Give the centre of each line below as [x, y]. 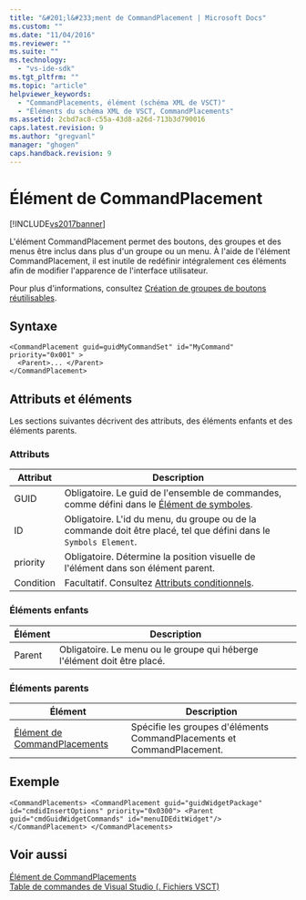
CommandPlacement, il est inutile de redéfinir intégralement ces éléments [148, 261]
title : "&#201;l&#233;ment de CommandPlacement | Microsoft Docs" [138, 18]
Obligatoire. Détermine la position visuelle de [160, 557]
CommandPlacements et [184, 739]
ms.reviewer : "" [40, 43]
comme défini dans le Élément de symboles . [158, 505]
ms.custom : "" [36, 26]
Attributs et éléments [71, 399]
